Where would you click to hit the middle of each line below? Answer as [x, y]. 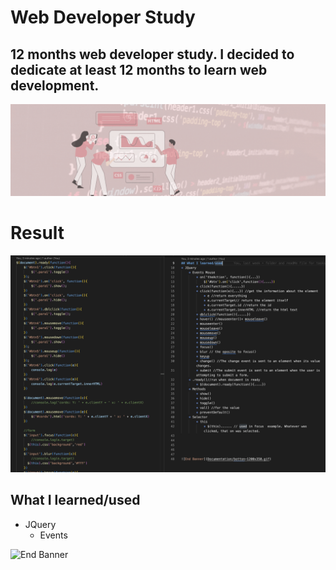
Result [37, 232]
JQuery [40, 524]
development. [55, 85]
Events [53, 535]
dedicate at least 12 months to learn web [139, 69]
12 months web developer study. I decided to [152, 54]
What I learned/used [75, 500]
